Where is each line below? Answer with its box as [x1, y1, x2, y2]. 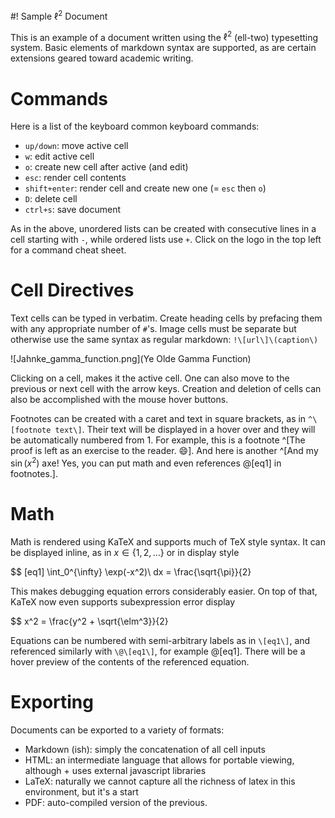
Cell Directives [10, 279, 135, 302]
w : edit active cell [24, 150, 95, 163]
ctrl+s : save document [24, 204, 121, 216]
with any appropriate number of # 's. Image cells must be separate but [10, 323, 297, 335]
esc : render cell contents [24, 172, 127, 184]
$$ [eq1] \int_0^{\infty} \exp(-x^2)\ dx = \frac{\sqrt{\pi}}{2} [10, 565, 252, 578]
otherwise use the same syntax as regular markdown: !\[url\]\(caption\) [10, 334, 319, 346]
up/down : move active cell [24, 140, 129, 152]
